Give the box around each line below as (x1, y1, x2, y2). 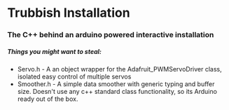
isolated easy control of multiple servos (17, 72, 132, 81)
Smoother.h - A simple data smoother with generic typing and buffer (17, 80, 215, 88)
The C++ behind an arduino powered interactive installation (7, 30, 214, 40)
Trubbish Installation (7, 5, 131, 21)
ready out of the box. (17, 95, 78, 103)
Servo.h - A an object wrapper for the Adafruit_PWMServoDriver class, (17, 65, 222, 74)
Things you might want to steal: (7, 47, 102, 55)
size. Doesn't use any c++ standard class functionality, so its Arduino (17, 88, 217, 96)
